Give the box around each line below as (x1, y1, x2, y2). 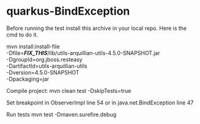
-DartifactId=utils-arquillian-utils (6, 62, 87, 70)
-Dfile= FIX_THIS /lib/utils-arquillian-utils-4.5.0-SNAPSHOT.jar (6, 49, 160, 56)
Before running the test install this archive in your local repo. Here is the (6, 24, 187, 32)
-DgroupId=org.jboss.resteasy (6, 56, 83, 63)
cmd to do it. (6, 31, 39, 38)
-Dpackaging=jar (6, 75, 50, 82)
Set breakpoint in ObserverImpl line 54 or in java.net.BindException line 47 (6, 99, 194, 106)
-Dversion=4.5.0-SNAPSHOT (6, 68, 80, 76)
